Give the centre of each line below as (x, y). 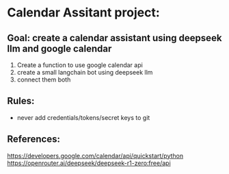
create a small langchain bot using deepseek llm (85, 72)
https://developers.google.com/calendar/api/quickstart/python (95, 156)
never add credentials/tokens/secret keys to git (83, 117)
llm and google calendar (59, 48)
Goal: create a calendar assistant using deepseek (114, 38)
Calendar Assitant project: (83, 13)
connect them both (44, 79)
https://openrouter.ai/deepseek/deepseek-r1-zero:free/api (89, 163)
